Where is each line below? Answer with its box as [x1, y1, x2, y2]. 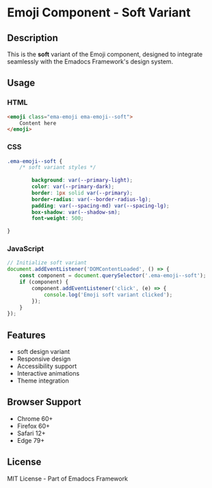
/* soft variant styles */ [19, 164, 96, 171]
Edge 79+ [16, 436, 45, 444]
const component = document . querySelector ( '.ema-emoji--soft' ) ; [19, 272, 207, 279]
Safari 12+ [16, 429, 46, 437]
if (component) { [19, 279, 69, 285]
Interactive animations [16, 370, 80, 378]
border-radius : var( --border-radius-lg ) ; [31, 196, 152, 203]
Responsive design [16, 355, 71, 363]
